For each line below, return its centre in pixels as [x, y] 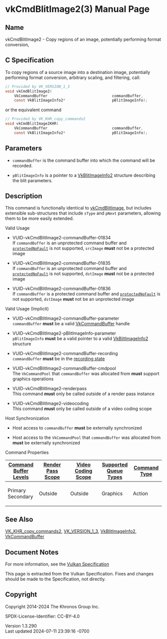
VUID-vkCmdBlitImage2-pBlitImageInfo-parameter [64, 333]
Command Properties [27, 452]
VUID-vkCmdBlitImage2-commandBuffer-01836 [61, 288]
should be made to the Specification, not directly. [55, 579]
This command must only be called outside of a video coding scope [82, 409]
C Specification [30, 60]
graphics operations [33, 379]
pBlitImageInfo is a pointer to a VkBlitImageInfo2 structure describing [84, 175]
